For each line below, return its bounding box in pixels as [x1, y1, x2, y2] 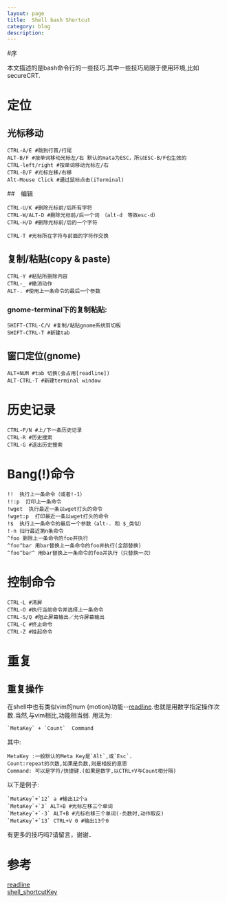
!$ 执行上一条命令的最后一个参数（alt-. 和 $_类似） [7, 520, 144, 527]
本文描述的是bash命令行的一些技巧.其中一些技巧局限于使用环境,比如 [7, 63, 199, 72]
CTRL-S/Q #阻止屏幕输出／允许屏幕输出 [7, 613, 105, 620]
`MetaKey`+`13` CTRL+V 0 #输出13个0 [7, 818, 109, 824]
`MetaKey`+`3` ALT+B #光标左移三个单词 [7, 802, 113, 810]
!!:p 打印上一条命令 [7, 498, 62, 505]
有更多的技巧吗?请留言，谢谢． [7, 830, 95, 838]
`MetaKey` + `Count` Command [7, 724, 94, 731]
